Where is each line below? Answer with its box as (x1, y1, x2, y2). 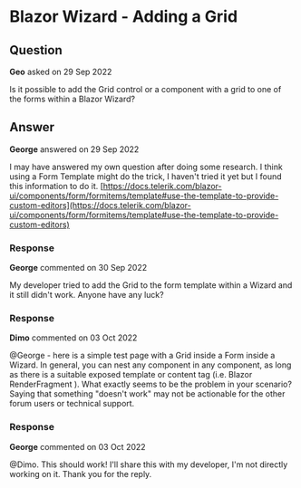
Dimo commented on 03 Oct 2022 (9, 332, 138, 343)
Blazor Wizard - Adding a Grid (9, 6, 238, 27)
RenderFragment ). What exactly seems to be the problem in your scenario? (9, 378, 293, 390)
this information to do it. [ (9, 180, 104, 191)
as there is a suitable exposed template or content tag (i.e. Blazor (9, 369, 253, 380)
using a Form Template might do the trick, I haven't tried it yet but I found (9, 170, 283, 182)
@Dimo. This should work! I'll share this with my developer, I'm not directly (9, 459, 288, 470)
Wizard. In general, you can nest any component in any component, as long (9, 359, 292, 370)
